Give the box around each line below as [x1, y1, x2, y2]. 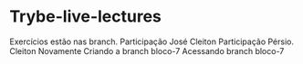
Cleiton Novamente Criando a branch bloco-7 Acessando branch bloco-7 [9, 45, 285, 56]
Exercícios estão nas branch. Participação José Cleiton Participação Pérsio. [9, 36, 295, 47]
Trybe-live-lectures [9, 6, 162, 27]
